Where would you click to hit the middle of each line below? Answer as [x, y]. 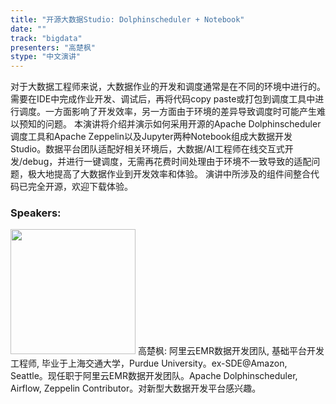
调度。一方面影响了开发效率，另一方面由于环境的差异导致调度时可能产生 [167, 112]
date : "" [28, 29]
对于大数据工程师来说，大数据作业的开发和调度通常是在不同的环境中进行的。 [168, 87]
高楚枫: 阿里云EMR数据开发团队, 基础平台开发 [231, 351]
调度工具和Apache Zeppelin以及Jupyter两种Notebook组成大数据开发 [151, 137]
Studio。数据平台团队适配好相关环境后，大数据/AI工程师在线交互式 [147, 149]
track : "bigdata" [46, 38]
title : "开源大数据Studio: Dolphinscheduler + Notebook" [127, 19]
